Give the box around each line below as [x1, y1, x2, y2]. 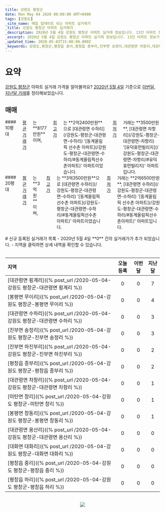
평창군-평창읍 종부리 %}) [18, 367, 74, 374]
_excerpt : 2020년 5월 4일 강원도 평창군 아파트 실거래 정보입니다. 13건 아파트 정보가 [5, 35, 160, 40]
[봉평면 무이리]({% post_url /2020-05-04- [7, 293, 107, 300]
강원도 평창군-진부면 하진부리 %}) [7, 351, 82, 357]
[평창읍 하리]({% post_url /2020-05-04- [7, 476, 102, 483]
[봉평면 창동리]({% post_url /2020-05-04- [7, 410, 107, 416]
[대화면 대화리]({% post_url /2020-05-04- [7, 443, 107, 450]
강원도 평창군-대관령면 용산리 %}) [7, 434, 82, 441]
